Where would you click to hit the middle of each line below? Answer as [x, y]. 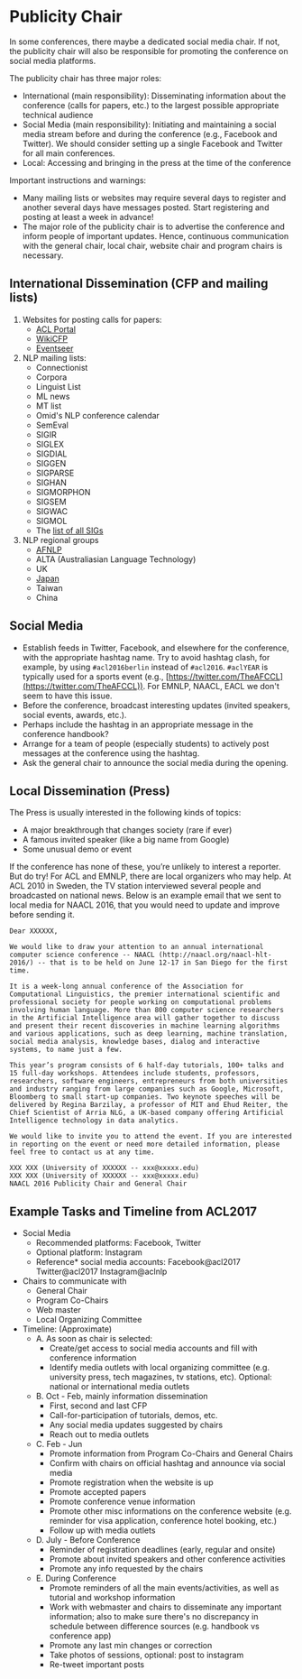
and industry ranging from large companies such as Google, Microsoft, [146, 1089]
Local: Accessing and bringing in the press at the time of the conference [156, 162]
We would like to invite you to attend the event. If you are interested [151, 1137]
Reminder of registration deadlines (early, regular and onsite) [162, 1550]
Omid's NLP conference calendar [98, 415]
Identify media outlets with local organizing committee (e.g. [160, 1368]
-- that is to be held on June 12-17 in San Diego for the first [163, 963]
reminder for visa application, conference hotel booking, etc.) [163, 1521]
